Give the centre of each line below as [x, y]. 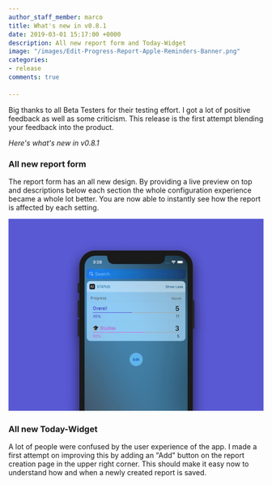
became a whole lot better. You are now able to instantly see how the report [134, 198]
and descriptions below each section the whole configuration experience [130, 190]
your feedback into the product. [62, 127]
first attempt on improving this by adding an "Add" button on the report [127, 456]
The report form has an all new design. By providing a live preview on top [130, 181]
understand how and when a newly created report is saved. [108, 473]
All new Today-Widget [53, 429]
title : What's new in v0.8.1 [57, 26]
